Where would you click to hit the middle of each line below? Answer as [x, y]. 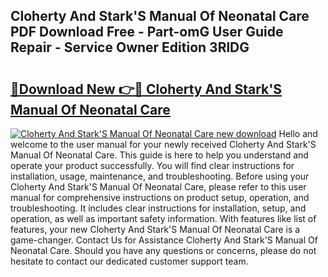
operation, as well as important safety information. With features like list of [163, 218]
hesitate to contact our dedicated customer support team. [129, 261]
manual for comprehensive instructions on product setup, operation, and [160, 197]
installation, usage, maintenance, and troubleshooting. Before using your [160, 176]
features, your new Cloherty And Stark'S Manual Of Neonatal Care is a [155, 229]
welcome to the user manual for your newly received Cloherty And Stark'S [163, 144]
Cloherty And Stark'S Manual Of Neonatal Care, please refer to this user [158, 187]
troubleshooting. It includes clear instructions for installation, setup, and [158, 208]
